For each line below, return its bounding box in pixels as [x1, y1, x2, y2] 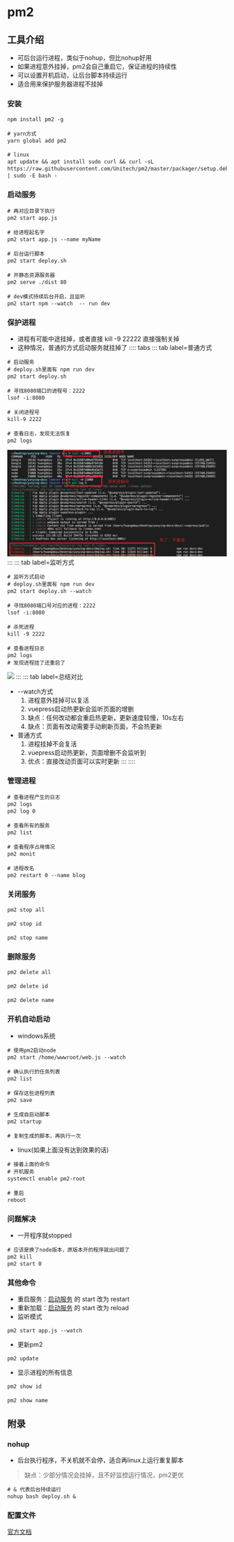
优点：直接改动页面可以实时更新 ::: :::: [27, 757, 136, 765]
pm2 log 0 [7, 807, 36, 814]
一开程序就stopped [17, 1231, 72, 1240]
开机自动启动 [7, 1014, 51, 1024]
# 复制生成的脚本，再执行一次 [7, 1132, 81, 1139]
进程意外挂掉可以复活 [27, 696, 89, 704]
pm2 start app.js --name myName [7, 235, 101, 243]
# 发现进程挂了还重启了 [7, 659, 66, 666]
